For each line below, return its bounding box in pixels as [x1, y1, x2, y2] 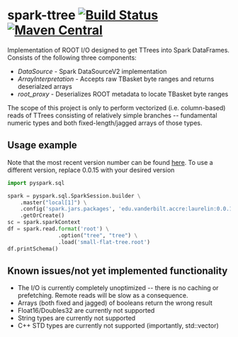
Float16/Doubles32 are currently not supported [17, 306, 155, 315]
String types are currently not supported [17, 314, 136, 323]
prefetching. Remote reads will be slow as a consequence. [17, 291, 188, 300]
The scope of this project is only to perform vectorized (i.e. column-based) [7, 103, 226, 112]
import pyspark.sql [7, 179, 65, 186]
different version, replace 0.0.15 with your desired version [7, 166, 175, 174]
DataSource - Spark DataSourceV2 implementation [17, 67, 167, 75]
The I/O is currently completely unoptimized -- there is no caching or [17, 284, 219, 292]
